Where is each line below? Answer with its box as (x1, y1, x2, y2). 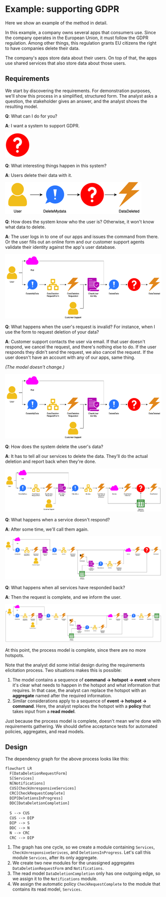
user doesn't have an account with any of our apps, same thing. (5, 354, 135, 360)
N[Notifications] (9, 781, 46, 786)
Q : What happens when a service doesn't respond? (5, 516, 110, 522)
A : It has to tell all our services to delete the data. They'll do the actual (5, 453, 148, 459)
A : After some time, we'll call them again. (5, 526, 89, 532)
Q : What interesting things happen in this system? (5, 163, 107, 168)
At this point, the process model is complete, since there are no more (5, 647, 146, 653)
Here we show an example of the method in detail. (5, 20, 108, 26)
